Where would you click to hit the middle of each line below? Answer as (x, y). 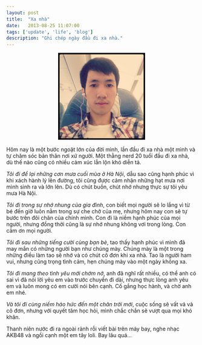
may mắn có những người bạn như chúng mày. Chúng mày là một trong (95, 249)
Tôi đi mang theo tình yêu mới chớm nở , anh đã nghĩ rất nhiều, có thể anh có (101, 273)
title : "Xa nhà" (28, 19)
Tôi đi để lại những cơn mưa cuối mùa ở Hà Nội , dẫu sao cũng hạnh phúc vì (100, 174)
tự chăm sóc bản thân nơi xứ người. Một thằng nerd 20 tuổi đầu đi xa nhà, (98, 156)
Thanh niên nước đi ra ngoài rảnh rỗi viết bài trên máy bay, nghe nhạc (93, 329)
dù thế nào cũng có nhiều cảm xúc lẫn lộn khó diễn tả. (74, 163)
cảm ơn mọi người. (29, 231)
